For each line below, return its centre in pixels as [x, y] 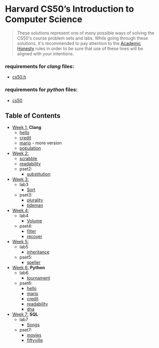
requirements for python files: [41, 90]
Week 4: [20, 211]
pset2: [26, 169]
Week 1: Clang [27, 128]
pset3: [26, 195]
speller [33, 262]
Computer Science [44, 19]
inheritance [38, 252]
